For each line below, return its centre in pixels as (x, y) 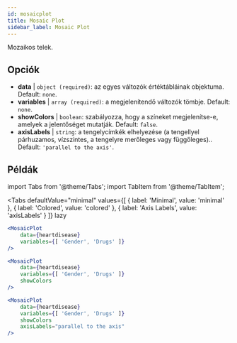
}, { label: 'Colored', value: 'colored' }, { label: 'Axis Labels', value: (102, 208)
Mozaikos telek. (30, 48)
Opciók (24, 69)
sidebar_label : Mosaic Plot (49, 27)
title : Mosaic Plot (36, 21)
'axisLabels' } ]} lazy (37, 215)
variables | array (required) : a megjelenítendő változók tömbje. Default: (124, 102)
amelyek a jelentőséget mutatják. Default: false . (87, 124)
